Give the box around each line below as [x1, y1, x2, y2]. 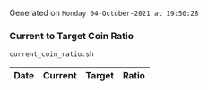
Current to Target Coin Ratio [9, 29, 134, 42]
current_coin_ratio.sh [9, 50, 94, 59]
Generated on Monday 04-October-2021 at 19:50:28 [9, 8, 199, 18]
